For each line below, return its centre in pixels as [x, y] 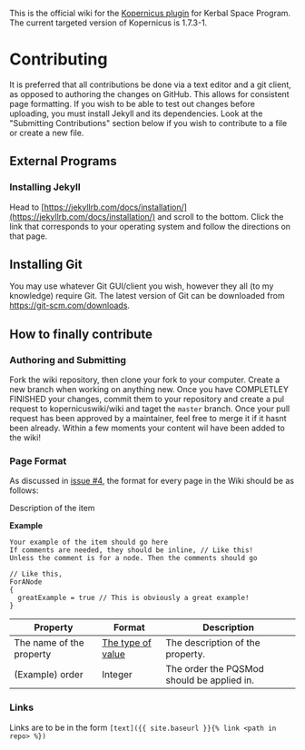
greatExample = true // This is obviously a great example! [133, 598]
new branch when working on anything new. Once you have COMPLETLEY [149, 390]
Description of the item [52, 508]
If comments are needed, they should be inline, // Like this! [132, 550]
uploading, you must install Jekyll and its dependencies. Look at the [136, 113]
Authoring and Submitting [68, 360]
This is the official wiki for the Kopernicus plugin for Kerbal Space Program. [150, 13]
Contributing [59, 59]
